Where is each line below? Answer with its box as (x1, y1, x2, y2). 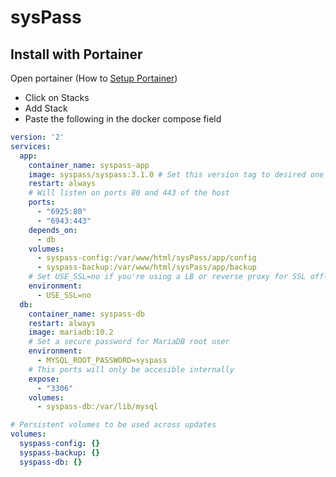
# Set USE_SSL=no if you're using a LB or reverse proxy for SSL (28, 272, 307, 282)
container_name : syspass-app (28, 160, 150, 170)
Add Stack (24, 102, 68, 114)
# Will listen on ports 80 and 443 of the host (28, 188, 230, 198)
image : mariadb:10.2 (28, 327, 114, 338)
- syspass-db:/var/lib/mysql (36, 402, 159, 412)
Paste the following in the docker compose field (24, 113, 222, 125)
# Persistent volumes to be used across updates (10, 420, 217, 430)
